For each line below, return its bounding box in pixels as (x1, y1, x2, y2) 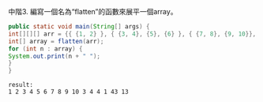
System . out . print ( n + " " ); (8, 52, 101, 60)
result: (8, 81, 34, 89)
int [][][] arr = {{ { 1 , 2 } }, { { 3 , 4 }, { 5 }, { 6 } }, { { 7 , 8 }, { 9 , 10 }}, (8, 30, 257, 38)
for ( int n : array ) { (8, 44, 83, 53)
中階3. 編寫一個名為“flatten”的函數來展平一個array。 (8, 7, 178, 16)
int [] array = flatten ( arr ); (8, 37, 104, 45)
